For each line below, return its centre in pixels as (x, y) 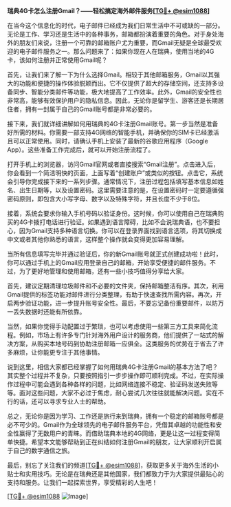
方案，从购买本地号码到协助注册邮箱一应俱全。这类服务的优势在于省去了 (115, 344)
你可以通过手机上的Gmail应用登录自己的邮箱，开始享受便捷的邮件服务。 (109, 262)
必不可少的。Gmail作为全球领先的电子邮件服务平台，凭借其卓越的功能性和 (112, 425)
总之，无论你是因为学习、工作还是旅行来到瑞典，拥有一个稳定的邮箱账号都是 (115, 416)
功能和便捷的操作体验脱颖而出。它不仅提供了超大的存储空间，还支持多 (118, 83)
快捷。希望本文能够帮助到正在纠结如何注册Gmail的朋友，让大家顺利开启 (114, 442)
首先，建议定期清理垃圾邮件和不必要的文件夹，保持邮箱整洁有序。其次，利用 (115, 286)
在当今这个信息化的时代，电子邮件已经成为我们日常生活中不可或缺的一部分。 (115, 26)
